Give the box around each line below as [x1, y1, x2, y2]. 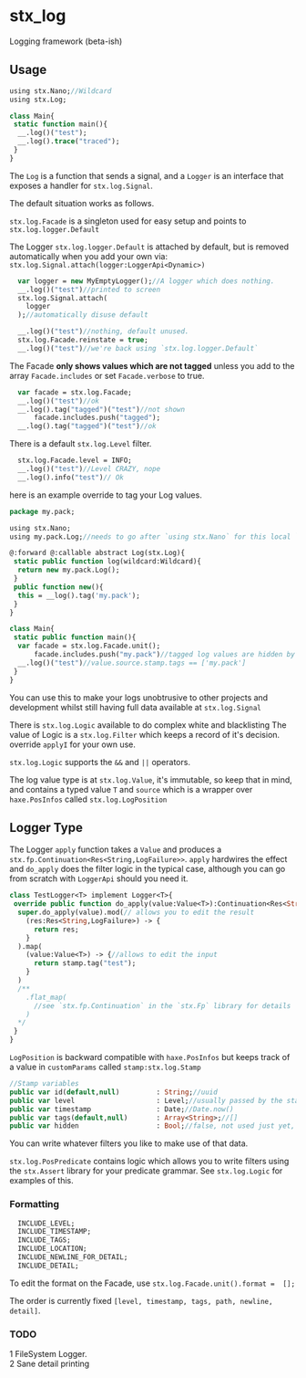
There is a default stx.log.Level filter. [9, 438, 152, 449]
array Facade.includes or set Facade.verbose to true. [9, 370, 205, 381]
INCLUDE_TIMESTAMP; [17, 1227, 92, 1236]
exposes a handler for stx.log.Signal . [9, 180, 153, 191]
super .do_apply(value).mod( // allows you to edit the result [17, 908, 255, 918]
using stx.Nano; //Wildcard [9, 86, 112, 96]
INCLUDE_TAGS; [17, 1236, 71, 1245]
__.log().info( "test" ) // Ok [17, 472, 125, 482]
